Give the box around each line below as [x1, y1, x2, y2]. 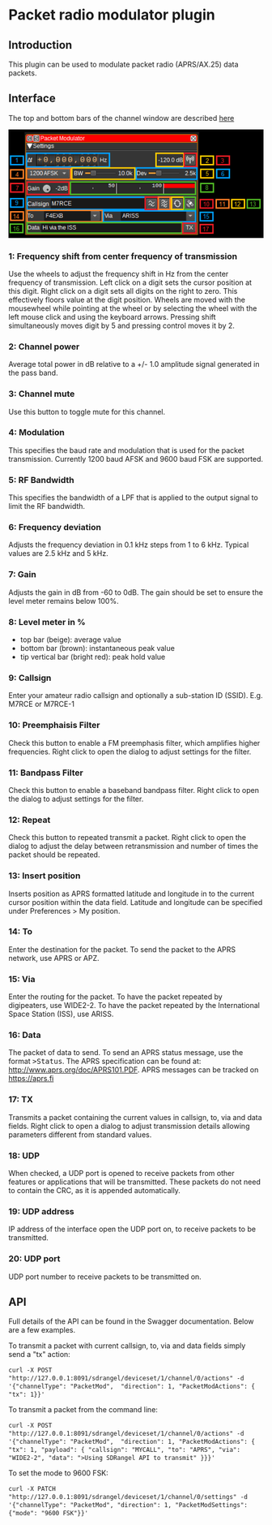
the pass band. [8, 368, 58, 378]
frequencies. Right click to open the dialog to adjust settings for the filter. [8, 747, 252, 756]
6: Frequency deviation [8, 522, 101, 533]
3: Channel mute [8, 388, 75, 399]
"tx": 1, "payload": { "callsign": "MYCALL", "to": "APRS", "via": [8, 1446, 241, 1454]
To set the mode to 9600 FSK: [8, 1468, 109, 1478]
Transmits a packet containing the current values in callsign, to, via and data [8, 1112, 262, 1122]
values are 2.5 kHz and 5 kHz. [8, 549, 108, 558]
